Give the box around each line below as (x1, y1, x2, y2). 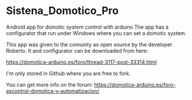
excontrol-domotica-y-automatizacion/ (6, 87, 100, 94)
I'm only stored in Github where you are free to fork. (6, 70, 131, 77)
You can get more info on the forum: (6, 81, 93, 88)
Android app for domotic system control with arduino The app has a (6, 23, 169, 30)
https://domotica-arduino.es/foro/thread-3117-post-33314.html (6, 58, 157, 65)
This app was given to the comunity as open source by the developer (6, 41, 173, 48)
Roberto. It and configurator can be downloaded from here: (6, 47, 149, 54)
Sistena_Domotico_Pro (6, 4, 119, 18)
